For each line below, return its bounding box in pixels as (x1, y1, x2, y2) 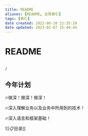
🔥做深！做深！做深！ (5, 94, 47, 100)
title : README (5, 7, 34, 12)
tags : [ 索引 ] (5, 16, 30, 21)
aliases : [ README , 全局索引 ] (5, 12, 61, 17)
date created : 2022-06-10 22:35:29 (5, 20, 77, 26)
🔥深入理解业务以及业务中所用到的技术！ (5, 105, 85, 111)
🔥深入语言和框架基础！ (5, 115, 51, 121)
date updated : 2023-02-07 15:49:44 (5, 25, 77, 30)
